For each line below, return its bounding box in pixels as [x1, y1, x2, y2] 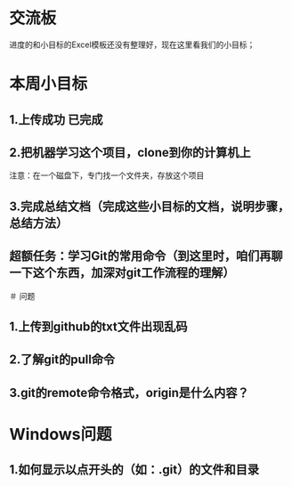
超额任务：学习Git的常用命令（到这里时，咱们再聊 [9, 248, 283, 263]
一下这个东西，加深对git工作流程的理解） [9, 265, 235, 280]
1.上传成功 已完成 [9, 112, 104, 127]
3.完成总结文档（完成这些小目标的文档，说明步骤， [9, 198, 290, 214]
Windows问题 [9, 424, 112, 444]
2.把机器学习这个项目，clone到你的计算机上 [9, 144, 251, 160]
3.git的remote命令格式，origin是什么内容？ [9, 385, 249, 401]
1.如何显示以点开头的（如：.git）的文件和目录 [9, 462, 260, 477]
